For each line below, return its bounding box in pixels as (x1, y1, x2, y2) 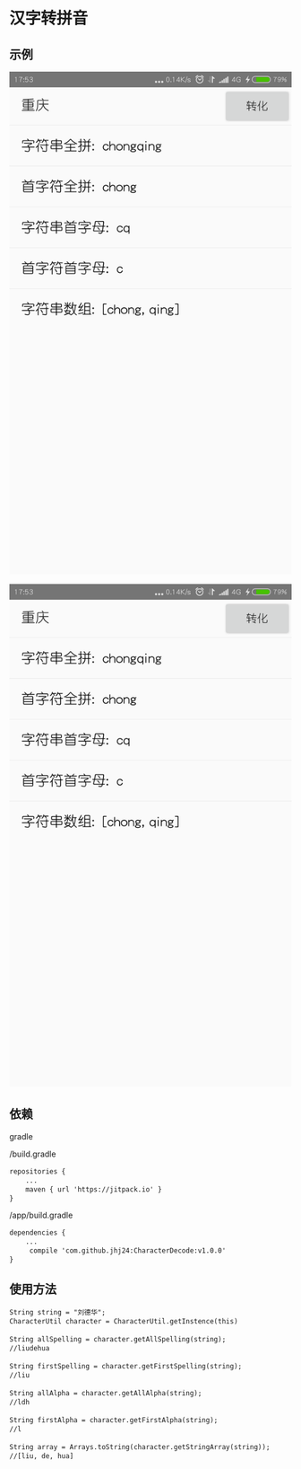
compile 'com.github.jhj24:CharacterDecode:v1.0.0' (29, 1245, 227, 1255)
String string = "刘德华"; (9, 1307, 106, 1316)
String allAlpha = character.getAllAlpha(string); (9, 1388, 202, 1397)
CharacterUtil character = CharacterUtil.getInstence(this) (9, 1316, 239, 1325)
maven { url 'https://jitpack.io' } (25, 1184, 163, 1194)
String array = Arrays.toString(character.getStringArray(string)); (9, 1442, 271, 1451)
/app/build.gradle (9, 1210, 73, 1220)
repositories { (9, 1166, 66, 1176)
